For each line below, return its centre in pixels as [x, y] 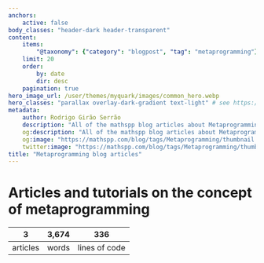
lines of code [101, 248]
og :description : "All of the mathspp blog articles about [119, 132]
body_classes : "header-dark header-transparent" [89, 30]
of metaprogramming [79, 210]
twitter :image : [47, 147]
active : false [45, 23]
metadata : [24, 111]
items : [33, 45]
